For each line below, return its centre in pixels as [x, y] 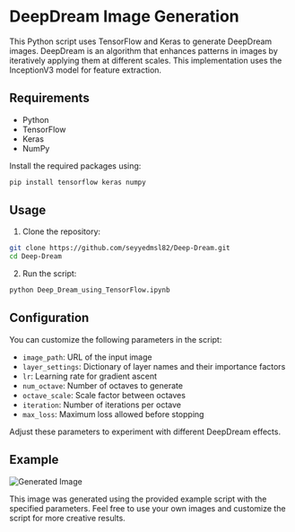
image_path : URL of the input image [87, 357]
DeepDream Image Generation [124, 17]
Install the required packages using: [75, 166]
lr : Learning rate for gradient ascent [90, 376]
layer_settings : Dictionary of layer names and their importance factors [154, 366]
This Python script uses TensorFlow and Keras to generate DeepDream [141, 41]
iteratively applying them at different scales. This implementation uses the [146, 60]
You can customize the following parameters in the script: [116, 339]
